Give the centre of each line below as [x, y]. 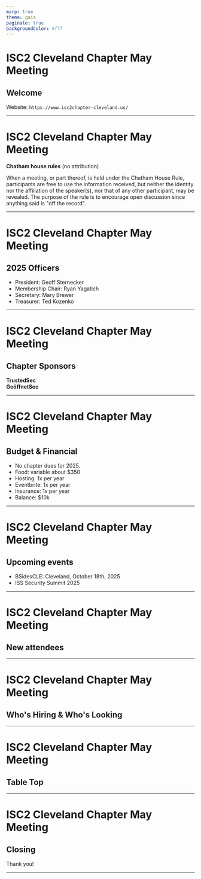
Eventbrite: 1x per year [42, 485]
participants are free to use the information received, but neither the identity [100, 184]
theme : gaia [21, 17]
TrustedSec [21, 380]
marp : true [20, 12]
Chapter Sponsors [41, 366]
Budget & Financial [42, 451]
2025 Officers [33, 268]
